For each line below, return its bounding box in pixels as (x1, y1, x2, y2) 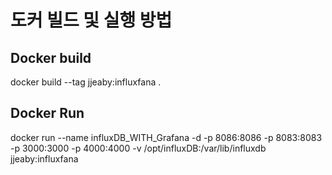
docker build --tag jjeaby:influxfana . (10, 76, 162, 88)
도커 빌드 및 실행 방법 (10, 9, 173, 32)
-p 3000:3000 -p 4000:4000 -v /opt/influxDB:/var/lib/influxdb (10, 142, 267, 154)
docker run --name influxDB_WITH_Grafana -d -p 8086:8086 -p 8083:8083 (10, 131, 323, 143)
